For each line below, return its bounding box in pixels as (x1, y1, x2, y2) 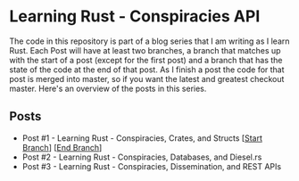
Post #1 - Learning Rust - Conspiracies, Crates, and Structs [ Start (21, 132, 263, 144)
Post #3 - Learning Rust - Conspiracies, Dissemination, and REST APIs (21, 160, 282, 171)
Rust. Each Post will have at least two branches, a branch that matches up (9, 45, 281, 55)
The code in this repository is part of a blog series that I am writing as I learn (9, 36, 290, 46)
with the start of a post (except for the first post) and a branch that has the (9, 54, 283, 65)
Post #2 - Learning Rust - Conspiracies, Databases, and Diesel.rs (21, 152, 262, 162)
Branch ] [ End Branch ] (21, 142, 103, 152)
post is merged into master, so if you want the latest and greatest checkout (9, 73, 285, 84)
